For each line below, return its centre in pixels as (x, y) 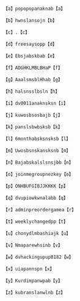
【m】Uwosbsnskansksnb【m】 (37, 151)
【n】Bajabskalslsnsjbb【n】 (38, 162)
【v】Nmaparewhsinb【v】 (33, 245)
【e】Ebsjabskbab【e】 (30, 56)
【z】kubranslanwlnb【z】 (35, 292)
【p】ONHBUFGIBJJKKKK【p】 (36, 186)
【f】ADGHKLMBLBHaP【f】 (33, 68)
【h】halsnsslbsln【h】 (32, 92)
